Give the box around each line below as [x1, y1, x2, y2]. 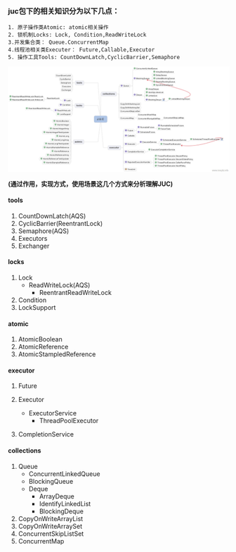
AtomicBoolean [18, 335, 63, 344]
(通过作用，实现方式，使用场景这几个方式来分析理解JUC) [8, 180, 173, 188]
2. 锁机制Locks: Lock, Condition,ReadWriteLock [8, 32, 147, 39]
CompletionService [18, 430, 74, 439]
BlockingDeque [39, 507, 84, 515]
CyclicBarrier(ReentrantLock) [18, 219, 103, 227]
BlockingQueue [28, 477, 74, 485]
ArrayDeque [39, 491, 74, 501]
